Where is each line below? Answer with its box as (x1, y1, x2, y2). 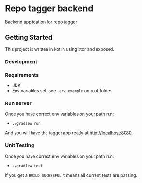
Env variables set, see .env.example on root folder (12, 87, 111, 93)
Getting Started (5, 33, 53, 41)
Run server (5, 100, 32, 106)
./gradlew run (12, 122, 41, 126)
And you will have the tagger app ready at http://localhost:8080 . (5, 130, 133, 136)
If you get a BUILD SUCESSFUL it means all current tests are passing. (5, 172, 138, 178)
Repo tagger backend (5, 3, 94, 14)
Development (5, 58, 38, 65)
